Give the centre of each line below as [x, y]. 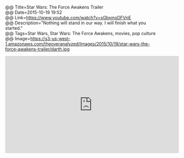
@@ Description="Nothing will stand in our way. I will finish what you [76, 23]
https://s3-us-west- [50, 39]
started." [14, 28]
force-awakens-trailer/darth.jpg [37, 49]
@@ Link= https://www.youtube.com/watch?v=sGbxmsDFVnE [68, 18]
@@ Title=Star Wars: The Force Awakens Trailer [54, 7]
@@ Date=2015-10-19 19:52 [34, 12]
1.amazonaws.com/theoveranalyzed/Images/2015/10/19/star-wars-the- [78, 44]
